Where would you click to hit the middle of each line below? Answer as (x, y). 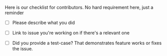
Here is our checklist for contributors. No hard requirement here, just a (79, 7)
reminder (14, 13)
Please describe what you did (44, 23)
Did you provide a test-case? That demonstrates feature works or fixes (87, 43)
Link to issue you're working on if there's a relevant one (71, 33)
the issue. (23, 49)
